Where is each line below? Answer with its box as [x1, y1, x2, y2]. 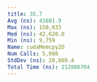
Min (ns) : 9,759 [7, 37, 55, 44]
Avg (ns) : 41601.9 [7, 17, 62, 24]
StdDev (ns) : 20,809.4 [7, 57, 74, 64]
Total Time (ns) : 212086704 [7, 63, 91, 71]
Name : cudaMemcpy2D [7, 43, 65, 51]
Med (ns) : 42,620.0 [7, 30, 65, 38]
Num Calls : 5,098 [7, 51, 59, 58]
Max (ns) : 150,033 [7, 24, 62, 31]
